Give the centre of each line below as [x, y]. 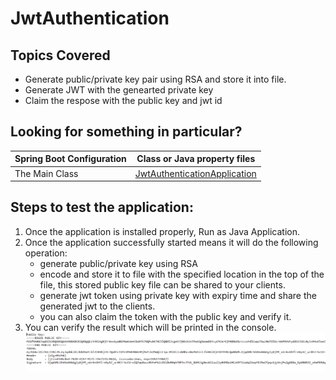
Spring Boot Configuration [70, 159]
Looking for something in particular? [126, 132]
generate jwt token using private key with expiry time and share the [178, 295]
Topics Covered [60, 55]
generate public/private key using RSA [118, 263]
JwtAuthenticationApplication [195, 173]
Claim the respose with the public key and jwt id [123, 100]
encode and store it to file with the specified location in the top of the [182, 274]
